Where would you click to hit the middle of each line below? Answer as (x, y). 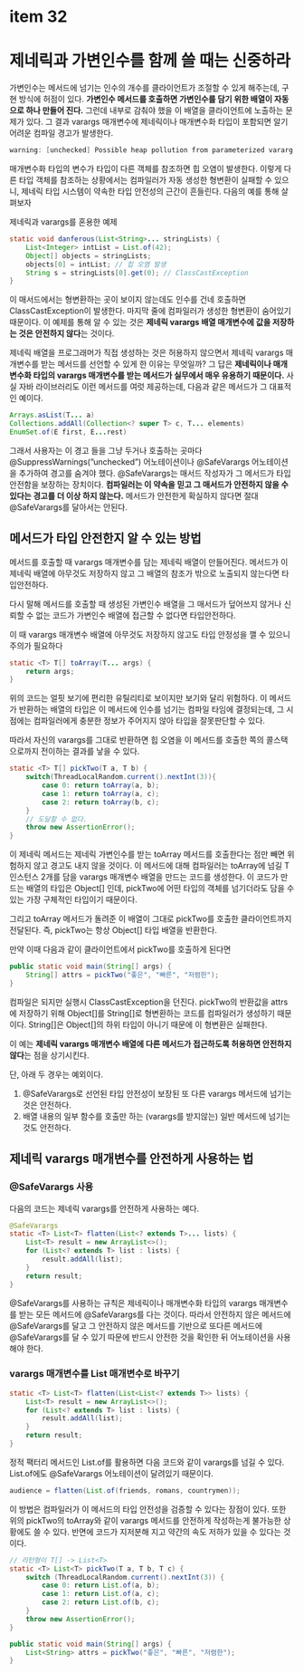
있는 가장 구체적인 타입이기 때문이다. (73, 899)
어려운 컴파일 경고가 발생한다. (62, 133)
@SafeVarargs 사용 (52, 1187)
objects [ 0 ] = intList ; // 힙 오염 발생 (96, 264)
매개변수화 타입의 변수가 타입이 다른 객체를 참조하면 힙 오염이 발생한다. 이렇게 (146, 168)
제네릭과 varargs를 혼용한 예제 (63, 222)
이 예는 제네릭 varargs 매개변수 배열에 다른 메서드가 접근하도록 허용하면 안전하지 (151, 1043)
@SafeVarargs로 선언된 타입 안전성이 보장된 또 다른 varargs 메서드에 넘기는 (157, 1093)
